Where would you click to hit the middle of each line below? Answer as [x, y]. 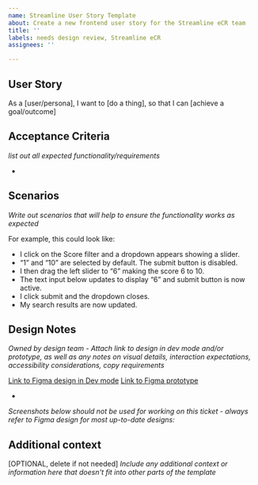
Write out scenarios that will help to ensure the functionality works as [121, 215]
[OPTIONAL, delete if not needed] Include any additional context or [118, 464]
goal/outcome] [32, 111]
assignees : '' [32, 45]
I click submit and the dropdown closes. [85, 296]
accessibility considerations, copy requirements [86, 365]
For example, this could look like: [62, 239]
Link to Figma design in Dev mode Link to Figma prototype [103, 380]
